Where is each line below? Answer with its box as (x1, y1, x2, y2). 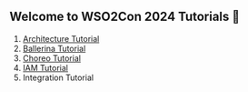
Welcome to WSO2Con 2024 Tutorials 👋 (9, 9, 241, 25)
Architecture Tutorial (22, 33, 100, 44)
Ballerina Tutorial (22, 43, 86, 54)
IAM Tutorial (22, 62, 68, 73)
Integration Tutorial (22, 72, 94, 83)
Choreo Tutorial (22, 52, 82, 64)
